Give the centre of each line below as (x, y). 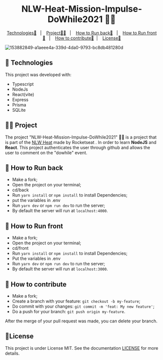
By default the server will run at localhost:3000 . (60, 269)
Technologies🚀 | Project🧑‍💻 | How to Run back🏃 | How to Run (76, 33)
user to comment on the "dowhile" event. (46, 153)
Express (20, 100)
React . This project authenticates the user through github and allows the (78, 147)
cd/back (20, 190)
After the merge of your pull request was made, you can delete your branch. (81, 321)
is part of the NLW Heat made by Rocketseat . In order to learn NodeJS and (81, 142)
